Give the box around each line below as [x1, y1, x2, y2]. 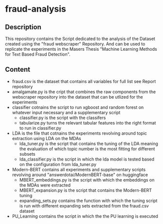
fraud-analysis [5, 3, 67, 15]
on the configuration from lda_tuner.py [19, 161, 96, 167]
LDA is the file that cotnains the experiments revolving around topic [12, 130, 147, 136]
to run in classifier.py [19, 125, 62, 131]
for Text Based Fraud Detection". [5, 51, 71, 57]
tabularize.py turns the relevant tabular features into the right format [19, 120, 156, 125]
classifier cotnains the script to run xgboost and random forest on [12, 104, 144, 110]
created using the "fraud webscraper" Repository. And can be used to [5, 41, 145, 47]
